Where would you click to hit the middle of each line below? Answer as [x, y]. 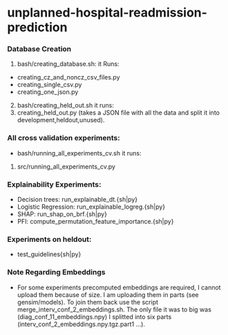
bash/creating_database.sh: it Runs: [68, 64]
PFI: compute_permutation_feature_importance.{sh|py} [95, 222]
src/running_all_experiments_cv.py [66, 166]
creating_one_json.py [48, 92]
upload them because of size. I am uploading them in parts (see [108, 294]
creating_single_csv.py [49, 85]
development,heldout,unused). [61, 120]
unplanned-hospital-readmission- [107, 13]
